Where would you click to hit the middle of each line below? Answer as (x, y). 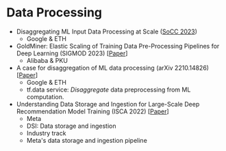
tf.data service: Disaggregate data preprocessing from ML (109, 90)
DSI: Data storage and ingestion (71, 126)
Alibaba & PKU (47, 60)
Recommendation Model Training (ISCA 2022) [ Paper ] (92, 111)
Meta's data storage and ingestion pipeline (87, 140)
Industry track (46, 133)
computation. (45, 96)
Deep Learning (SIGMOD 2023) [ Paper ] (72, 53)
